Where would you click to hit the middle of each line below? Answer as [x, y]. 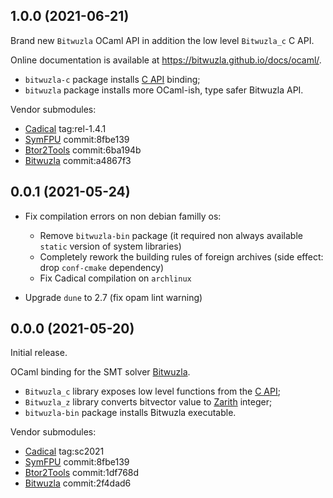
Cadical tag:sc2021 [64, 451]
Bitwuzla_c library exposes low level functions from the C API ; [152, 391]
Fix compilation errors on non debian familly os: [123, 216]
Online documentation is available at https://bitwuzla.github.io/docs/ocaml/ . [166, 60]
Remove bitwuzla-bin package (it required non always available [171, 235]
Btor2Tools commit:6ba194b [83, 150]
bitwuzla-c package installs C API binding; [112, 79]
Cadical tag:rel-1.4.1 [65, 128]
